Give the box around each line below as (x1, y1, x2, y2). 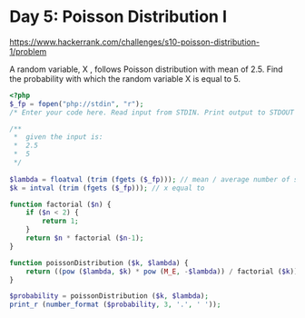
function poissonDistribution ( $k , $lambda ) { (9, 258, 189, 267)
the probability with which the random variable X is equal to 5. (9, 73, 241, 84)
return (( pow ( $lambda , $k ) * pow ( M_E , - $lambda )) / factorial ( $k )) (25, 266, 299, 276)
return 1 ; (42, 216, 79, 226)
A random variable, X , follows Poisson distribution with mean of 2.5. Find (9, 64, 283, 75)
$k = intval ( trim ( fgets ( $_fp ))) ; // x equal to (9, 184, 205, 193)
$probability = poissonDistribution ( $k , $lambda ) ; (9, 292, 209, 301)
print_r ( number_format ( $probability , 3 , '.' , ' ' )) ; (9, 300, 221, 310)
